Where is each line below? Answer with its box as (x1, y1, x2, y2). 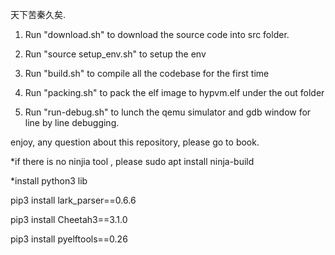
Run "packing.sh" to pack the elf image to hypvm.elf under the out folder (24, 87, 325, 98)
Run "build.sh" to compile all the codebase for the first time (24, 68, 270, 79)
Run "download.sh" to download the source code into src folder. (24, 29, 290, 40)
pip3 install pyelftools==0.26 (10, 233, 128, 245)
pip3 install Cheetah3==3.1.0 (10, 214, 128, 225)
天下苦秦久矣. (10, 9, 67, 20)
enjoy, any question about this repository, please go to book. (10, 136, 260, 148)
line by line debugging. (24, 117, 120, 128)
